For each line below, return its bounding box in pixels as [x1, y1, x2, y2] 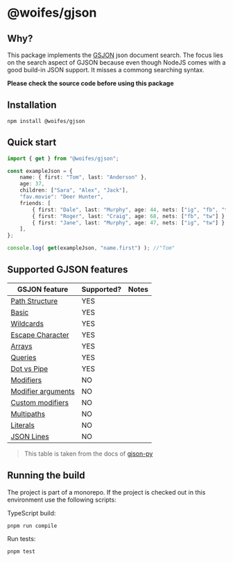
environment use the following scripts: [7, 495, 116, 504]
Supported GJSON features [7, 264, 128, 276]
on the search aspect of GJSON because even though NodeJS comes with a [7, 58, 226, 67]
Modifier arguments [10, 386, 75, 396]
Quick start [7, 137, 57, 149]
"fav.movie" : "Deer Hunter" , [19, 193, 104, 200]
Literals [10, 420, 35, 430]
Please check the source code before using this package [7, 79, 175, 88]
